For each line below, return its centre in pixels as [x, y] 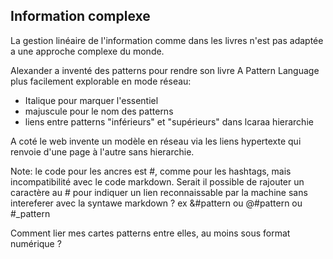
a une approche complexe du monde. [87, 51]
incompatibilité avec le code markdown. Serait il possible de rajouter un [157, 181]
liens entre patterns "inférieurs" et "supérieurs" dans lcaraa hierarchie [169, 121]
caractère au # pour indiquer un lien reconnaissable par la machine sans [159, 192]
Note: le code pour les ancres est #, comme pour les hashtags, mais [151, 171]
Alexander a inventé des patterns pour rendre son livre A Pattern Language [165, 70]
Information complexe [80, 16]
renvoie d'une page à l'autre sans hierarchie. [102, 151]
